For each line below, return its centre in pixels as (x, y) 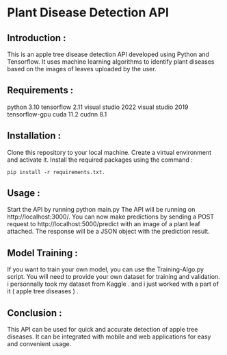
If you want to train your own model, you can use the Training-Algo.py (105, 269)
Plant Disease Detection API (88, 13)
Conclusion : (35, 313)
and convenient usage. (39, 344)
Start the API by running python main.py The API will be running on (101, 210)
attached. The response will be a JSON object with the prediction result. (108, 232)
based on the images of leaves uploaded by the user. (82, 69)
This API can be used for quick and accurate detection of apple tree (103, 330)
